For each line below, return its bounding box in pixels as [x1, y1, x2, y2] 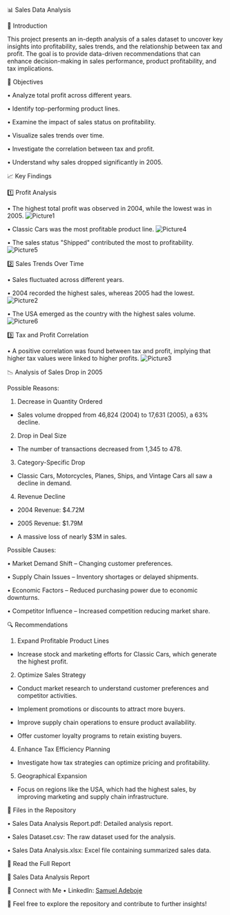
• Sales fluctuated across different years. [7, 276, 124, 283]
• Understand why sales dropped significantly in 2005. [7, 158, 163, 166]
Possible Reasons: [7, 384, 59, 392]
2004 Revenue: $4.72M [17, 506, 85, 513]
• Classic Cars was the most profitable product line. [7, 225, 155, 233]
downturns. [7, 594, 40, 601]
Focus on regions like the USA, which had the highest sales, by [17, 785, 197, 793]
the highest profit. [17, 657, 68, 666]
